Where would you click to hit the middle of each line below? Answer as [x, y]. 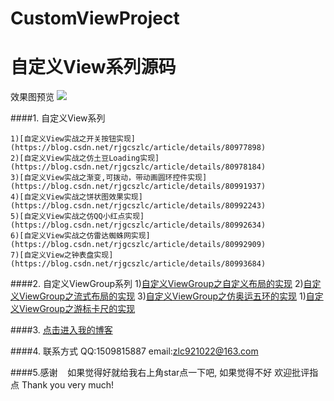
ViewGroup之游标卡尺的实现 [77, 309]
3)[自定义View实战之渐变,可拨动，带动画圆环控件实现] [109, 178]
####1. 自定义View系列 [58, 118]
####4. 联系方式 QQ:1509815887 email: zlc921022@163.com [134, 351]
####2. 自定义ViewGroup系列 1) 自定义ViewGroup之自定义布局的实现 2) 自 [161, 284]
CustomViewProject [95, 18]
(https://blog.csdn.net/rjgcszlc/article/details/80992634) [138, 225]
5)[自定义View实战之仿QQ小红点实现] [77, 217]
